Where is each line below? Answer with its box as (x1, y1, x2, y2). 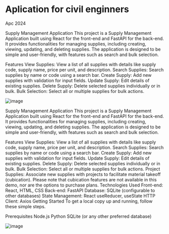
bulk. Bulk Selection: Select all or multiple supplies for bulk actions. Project (5, 166, 160, 172)
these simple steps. (5, 203, 46, 209)
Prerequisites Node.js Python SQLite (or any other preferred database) (5, 213, 152, 219)
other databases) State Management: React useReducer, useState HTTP (5, 193, 155, 199)
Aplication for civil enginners (5, 4, 130, 15)
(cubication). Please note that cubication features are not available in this (5, 176, 157, 182)
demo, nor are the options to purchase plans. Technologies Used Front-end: (5, 182, 163, 188)
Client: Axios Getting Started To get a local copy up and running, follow (5, 198, 153, 204)
